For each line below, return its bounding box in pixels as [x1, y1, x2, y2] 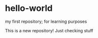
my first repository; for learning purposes [5, 19, 87, 24]
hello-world [5, 3, 53, 14]
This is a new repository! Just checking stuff [5, 28, 93, 33]
